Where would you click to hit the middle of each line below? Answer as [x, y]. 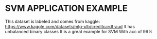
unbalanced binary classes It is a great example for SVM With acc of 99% [79, 31]
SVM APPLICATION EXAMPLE [66, 8]
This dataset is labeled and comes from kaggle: [52, 21]
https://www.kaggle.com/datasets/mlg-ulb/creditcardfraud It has [70, 26]
